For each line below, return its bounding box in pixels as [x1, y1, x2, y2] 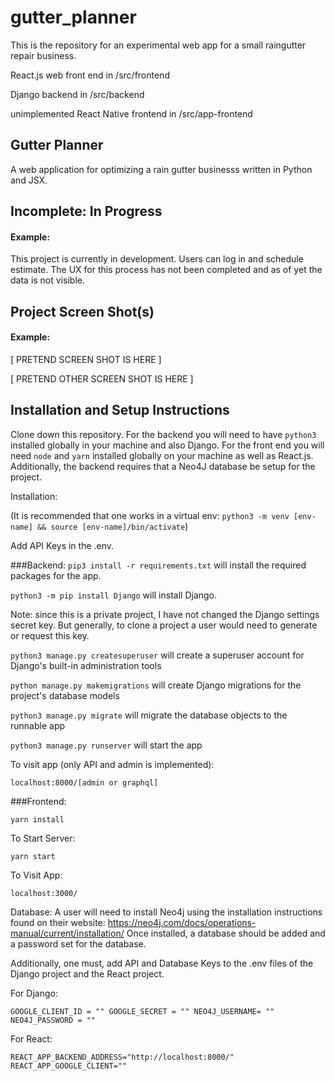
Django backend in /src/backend [10, 88, 145, 100]
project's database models [10, 689, 120, 701]
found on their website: [10, 916, 106, 928]
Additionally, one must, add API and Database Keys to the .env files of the [10, 957, 314, 969]
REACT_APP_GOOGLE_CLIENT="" [10, 1061, 128, 1071]
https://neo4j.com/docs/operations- [107, 916, 257, 928]
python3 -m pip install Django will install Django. [10, 589, 218, 601]
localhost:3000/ [10, 888, 78, 898]
